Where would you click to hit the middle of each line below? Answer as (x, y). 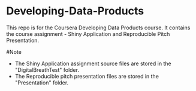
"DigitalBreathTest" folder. (47, 69)
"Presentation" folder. (42, 83)
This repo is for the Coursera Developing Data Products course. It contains (98, 28)
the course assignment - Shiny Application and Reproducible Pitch (88, 34)
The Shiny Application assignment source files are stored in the (93, 63)
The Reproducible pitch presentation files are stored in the (87, 76)
